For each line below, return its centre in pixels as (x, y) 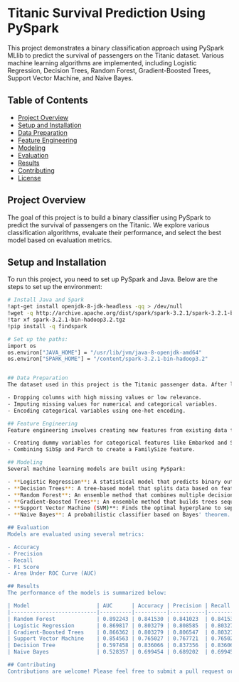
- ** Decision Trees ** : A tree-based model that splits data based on (113, 488)
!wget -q (20, 313)
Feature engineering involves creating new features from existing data (117, 430)
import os (22, 346)
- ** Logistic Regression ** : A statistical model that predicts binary (114, 482)
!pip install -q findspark (47, 326)
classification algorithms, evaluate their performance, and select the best (115, 232)
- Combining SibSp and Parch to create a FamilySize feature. (101, 450)
